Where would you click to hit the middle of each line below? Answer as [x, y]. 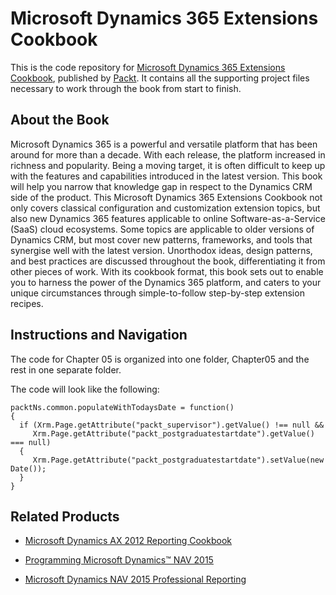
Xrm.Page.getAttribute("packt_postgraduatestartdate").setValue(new [178, 460]
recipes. [27, 303]
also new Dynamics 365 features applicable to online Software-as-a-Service [168, 218]
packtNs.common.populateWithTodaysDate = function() [122, 407]
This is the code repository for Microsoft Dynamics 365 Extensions [148, 67]
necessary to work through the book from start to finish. [126, 88]
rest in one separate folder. [66, 369]
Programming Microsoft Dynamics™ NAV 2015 [119, 560]
